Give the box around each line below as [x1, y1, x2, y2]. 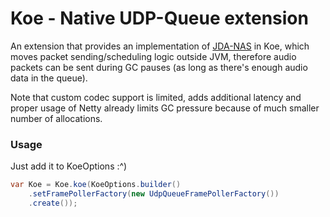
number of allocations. [10, 112, 103, 124]
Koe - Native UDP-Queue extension [10, 7, 309, 30]
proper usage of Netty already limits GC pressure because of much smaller [10, 102, 320, 114]
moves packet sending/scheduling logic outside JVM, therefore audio [10, 50, 297, 62]
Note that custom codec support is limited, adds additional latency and [10, 91, 302, 103]
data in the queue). [10, 72, 88, 84]
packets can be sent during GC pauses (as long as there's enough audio [10, 61, 308, 73]
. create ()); [28, 198, 78, 208]
